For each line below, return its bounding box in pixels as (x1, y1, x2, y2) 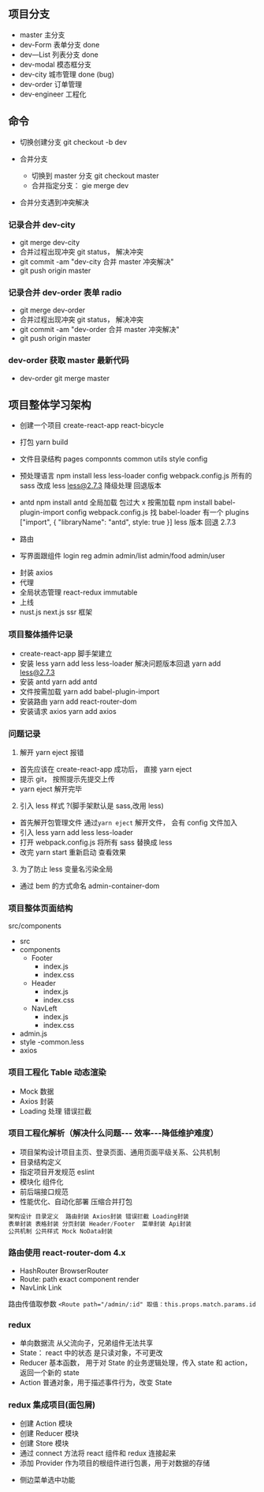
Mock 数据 (19, 1086, 54, 1096)
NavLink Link (19, 1282, 62, 1292)
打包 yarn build (19, 437, 69, 447)
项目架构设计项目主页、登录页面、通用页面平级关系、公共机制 (19, 1147, 221, 1157)
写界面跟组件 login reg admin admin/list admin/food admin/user (19, 551, 225, 561)
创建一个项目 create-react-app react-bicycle (19, 421, 164, 430)
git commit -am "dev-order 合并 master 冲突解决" (19, 325, 180, 334)
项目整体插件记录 (8, 629, 73, 640)
